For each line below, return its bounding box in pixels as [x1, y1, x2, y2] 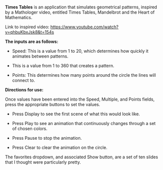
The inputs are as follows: [5, 39, 58, 44]
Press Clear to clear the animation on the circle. [12, 145, 108, 150]
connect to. [12, 78, 36, 83]
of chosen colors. [12, 126, 48, 131]
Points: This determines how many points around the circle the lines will [12, 72, 156, 78]
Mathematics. [5, 15, 33, 20]
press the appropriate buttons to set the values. [5, 102, 101, 107]
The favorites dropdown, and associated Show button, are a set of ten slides [5, 154, 158, 160]
